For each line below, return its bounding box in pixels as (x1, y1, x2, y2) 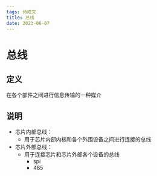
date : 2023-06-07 (6, 20, 50, 26)
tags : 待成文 (6, 8, 36, 15)
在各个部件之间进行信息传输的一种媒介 (6, 92, 101, 99)
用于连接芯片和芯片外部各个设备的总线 (24, 151, 120, 158)
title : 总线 (6, 15, 34, 21)
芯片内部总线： (14, 128, 53, 135)
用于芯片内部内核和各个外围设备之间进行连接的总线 (24, 136, 152, 143)
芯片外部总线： (14, 143, 53, 151)
